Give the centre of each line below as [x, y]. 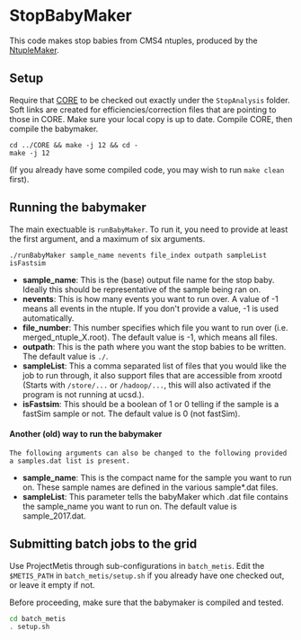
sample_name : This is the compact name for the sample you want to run [157, 477]
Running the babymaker [78, 208]
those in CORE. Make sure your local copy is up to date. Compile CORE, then [151, 119]
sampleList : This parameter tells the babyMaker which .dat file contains [155, 496]
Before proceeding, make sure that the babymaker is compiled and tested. [147, 602]
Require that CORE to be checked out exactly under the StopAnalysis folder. [150, 100]
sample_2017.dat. [54, 516]
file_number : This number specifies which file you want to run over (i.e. [155, 327]
